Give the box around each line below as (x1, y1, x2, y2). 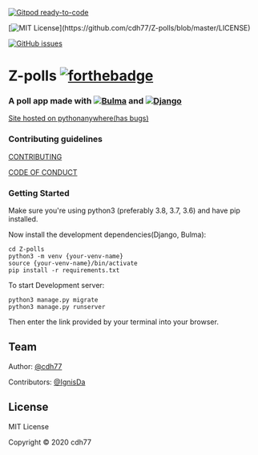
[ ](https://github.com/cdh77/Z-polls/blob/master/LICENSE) (8, 23, 251, 32)
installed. (8, 214, 38, 224)
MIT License (8, 421, 50, 431)
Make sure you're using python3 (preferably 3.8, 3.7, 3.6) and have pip (8, 205, 240, 216)
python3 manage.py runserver (8, 303, 106, 311)
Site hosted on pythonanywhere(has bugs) (8, 113, 149, 124)
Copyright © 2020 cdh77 (8, 437, 92, 447)
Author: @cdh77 (8, 361, 62, 371)
